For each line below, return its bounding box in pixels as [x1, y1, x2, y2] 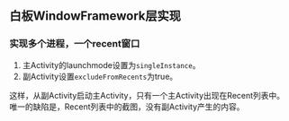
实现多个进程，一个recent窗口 [9, 38, 140, 50]
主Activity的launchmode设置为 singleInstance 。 [22, 59, 201, 70]
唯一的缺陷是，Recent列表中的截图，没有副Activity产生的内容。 [9, 101, 245, 112]
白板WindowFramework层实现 [9, 8, 182, 24]
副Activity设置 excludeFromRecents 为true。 [22, 71, 178, 82]
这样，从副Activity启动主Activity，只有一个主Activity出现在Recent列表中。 [9, 90, 285, 100]
